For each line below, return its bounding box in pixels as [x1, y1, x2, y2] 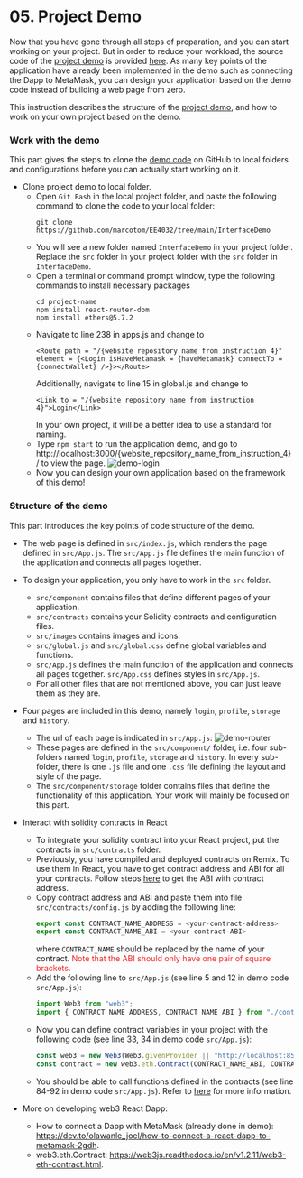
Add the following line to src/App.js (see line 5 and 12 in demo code [35, 972, 289, 983]
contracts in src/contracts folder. [35, 844, 161, 855]
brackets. [35, 963, 71, 974]
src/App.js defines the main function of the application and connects [35, 659, 294, 670]
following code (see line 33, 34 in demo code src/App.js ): [35, 1034, 252, 1044]
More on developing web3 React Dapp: [22, 1103, 169, 1114]
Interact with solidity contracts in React [22, 817, 169, 828]
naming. [35, 429, 67, 440]
